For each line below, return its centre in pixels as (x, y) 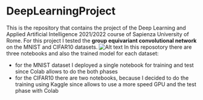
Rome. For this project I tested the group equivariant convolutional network (101, 40)
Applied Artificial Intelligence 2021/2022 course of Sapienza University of (98, 34)
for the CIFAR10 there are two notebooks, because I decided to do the (102, 78)
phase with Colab (37, 90)
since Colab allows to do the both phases (66, 71)
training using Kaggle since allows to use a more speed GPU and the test (105, 84)
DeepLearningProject (61, 11)
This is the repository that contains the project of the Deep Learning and (96, 28)
